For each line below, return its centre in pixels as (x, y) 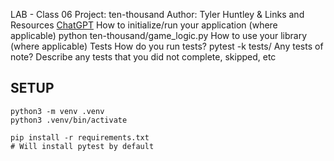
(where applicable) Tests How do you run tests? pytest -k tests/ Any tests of (167, 46)
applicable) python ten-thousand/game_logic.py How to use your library (159, 35)
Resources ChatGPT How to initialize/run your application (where (144, 25)
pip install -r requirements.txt (80, 137)
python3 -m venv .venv (57, 111)
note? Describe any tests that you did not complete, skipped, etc (143, 57)
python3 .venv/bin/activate (69, 120)
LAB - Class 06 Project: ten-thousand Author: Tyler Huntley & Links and (157, 14)
